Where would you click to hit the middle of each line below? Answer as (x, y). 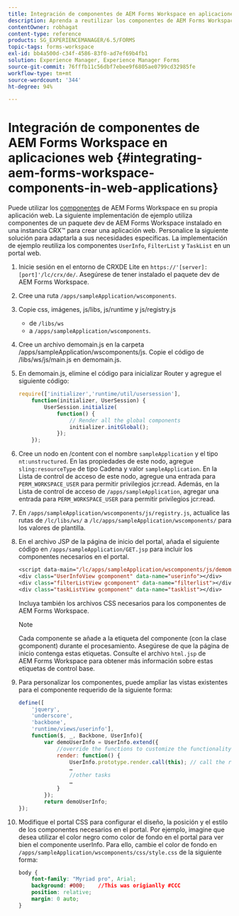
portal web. (25, 253)
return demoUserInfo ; (76, 802)
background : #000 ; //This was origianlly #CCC (106, 886)
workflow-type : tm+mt (40, 73)
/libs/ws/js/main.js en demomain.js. (70, 360)
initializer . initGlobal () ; (109, 427)
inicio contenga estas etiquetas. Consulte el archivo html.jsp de (112, 653)
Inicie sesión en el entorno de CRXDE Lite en (84, 267)
